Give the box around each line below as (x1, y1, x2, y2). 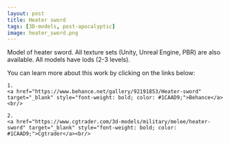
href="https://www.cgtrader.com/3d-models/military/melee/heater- (16, 119, 211, 125)
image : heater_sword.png (7, 29, 79, 37)
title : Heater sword (7, 17, 67, 23)
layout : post (7, 10, 45, 17)
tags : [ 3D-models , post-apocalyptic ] (7, 23, 116, 30)
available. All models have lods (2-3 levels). (7, 56, 131, 64)
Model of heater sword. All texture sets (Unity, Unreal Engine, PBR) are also (7, 48, 221, 56)
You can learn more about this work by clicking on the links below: (7, 69, 196, 77)
